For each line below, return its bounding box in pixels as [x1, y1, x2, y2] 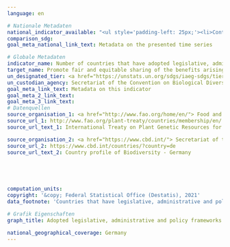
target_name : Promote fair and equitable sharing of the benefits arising [7, 66, 225, 73]
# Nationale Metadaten [7, 22, 72, 29]
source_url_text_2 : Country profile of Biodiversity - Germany [7, 148, 192, 156]
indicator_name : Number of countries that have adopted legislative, [7, 60, 210, 67]
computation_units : [7, 185, 63, 192]
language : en [7, 10, 44, 17]
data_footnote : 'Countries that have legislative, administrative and [7, 198, 213, 205]
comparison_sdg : [7, 35, 53, 42]
